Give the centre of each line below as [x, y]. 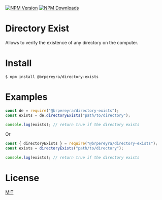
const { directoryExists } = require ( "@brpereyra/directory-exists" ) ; [82, 144]
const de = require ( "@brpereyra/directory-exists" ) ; [62, 110]
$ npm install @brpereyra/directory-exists [52, 77]
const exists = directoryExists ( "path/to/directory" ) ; [64, 148]
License [22, 178]
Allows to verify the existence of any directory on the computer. [72, 42]
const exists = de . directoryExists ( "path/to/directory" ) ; [68, 115]
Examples [26, 97]
